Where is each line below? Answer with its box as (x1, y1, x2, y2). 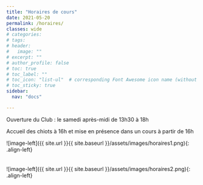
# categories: (6, 32, 43, 38)
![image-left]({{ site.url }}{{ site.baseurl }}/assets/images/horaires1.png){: (6, 139, 190, 147)
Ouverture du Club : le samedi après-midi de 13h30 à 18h (6, 116, 149, 123)
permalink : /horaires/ (6, 20, 64, 26)
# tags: (6, 37, 26, 43)
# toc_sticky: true (6, 83, 56, 89)
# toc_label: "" (6, 71, 47, 77)
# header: (6, 43, 32, 49)
